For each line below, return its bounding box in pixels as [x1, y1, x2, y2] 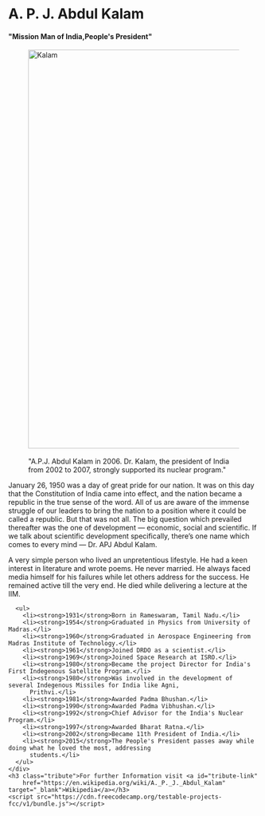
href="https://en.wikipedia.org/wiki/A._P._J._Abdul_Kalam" [22, 779, 226, 787]
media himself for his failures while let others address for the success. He [8, 572, 250, 582]
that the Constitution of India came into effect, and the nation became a [8, 489, 243, 499]
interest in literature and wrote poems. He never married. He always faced [8, 564, 251, 574]
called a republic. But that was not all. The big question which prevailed [8, 514, 243, 524]
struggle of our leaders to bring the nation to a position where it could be [8, 506, 247, 515]
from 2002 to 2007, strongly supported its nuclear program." [28, 465, 227, 475]
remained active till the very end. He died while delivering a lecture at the [8, 581, 248, 590]
